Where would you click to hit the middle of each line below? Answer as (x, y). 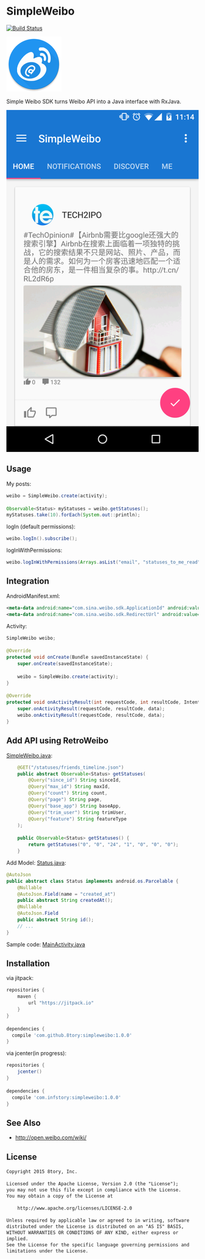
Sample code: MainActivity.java (46, 944)
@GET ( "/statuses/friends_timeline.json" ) (70, 767)
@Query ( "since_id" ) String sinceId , (75, 780)
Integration (28, 581)
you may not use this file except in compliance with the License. (94, 1190)
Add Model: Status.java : (36, 863)
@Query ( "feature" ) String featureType (77, 819)
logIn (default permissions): (41, 527)
